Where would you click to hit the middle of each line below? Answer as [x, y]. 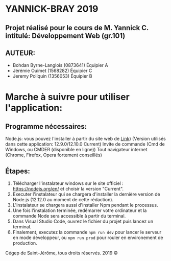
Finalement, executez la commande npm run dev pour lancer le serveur [87, 232]
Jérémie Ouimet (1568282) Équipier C [52, 71]
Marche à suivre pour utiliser [68, 97]
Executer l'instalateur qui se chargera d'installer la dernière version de [86, 194]
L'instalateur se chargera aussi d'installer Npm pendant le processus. [85, 205]
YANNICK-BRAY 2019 [52, 9]
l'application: [34, 108]
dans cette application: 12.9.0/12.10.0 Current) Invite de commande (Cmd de [85, 144]
